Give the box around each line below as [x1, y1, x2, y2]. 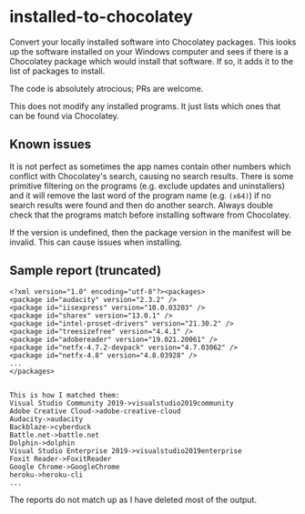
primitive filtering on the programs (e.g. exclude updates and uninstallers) [9, 180, 285, 191]
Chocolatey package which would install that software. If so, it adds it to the [9, 55, 294, 66]
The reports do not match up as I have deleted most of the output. [9, 494, 258, 505]
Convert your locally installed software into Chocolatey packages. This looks [9, 36, 297, 47]
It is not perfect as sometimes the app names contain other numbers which [9, 161, 291, 172]
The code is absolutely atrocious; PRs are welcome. [9, 83, 204, 94]
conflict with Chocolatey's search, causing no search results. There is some [9, 170, 294, 181]
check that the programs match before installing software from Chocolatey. [9, 209, 291, 220]
